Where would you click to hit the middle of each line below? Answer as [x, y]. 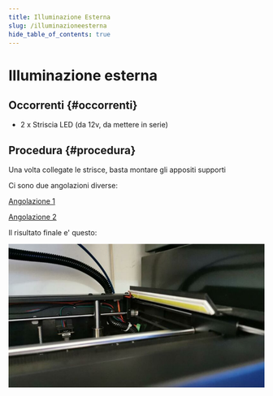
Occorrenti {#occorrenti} [73, 105]
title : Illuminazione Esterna [60, 17]
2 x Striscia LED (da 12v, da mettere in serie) [94, 125]
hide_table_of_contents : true [60, 34]
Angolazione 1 [32, 201]
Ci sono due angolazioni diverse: [63, 186]
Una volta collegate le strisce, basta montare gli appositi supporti [117, 170]
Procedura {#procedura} [72, 150]
